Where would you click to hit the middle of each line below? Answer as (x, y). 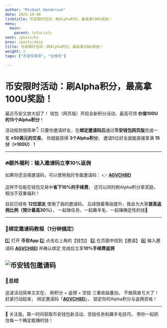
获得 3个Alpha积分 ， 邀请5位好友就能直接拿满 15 (110, 138)
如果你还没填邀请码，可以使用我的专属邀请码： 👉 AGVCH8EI (68, 175)
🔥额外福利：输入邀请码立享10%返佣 (48, 163)
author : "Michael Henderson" (35, 10)
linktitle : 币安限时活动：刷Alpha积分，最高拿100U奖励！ (59, 19)
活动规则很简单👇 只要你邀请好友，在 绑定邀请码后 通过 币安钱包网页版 (75, 130)
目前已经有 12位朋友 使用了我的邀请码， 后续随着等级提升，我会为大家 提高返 (83, 204)
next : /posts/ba (22, 38)
